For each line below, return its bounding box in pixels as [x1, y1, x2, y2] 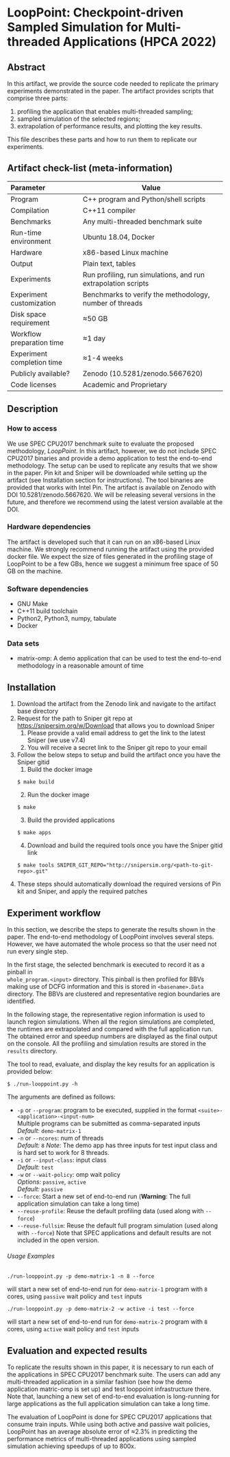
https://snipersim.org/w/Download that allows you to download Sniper [16, 722, 215, 730]
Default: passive [16, 1185, 63, 1193]
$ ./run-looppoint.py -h [7, 1081, 78, 1088]
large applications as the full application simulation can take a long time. [7, 1399, 210, 1408]
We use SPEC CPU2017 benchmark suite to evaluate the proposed [7, 439, 194, 448]
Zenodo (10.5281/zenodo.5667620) [82, 369, 203, 378]
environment [10, 236, 51, 246]
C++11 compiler [82, 205, 136, 215]
